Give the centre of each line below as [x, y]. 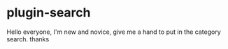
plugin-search [49, 13]
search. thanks [28, 39]
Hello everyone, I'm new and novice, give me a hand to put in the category [114, 32]
